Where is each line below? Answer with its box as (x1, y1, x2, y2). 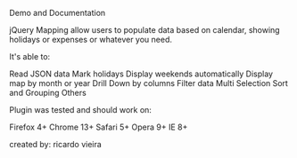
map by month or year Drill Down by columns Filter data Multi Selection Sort (9, 78, 288, 88)
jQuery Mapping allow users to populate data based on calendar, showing (9, 25, 280, 35)
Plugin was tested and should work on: (9, 105, 152, 115)
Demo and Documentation (9, 8, 106, 18)
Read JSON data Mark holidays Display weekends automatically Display (9, 68, 274, 79)
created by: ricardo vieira (9, 139, 103, 149)
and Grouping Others (9, 88, 87, 98)
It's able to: (9, 51, 51, 61)
